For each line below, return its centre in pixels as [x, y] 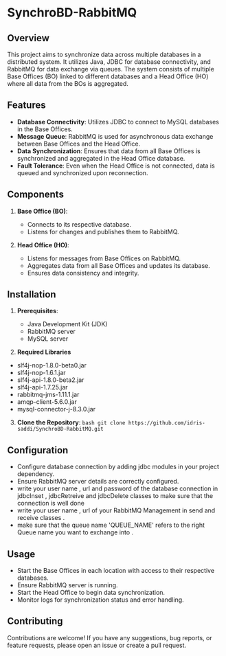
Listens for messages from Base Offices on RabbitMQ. [104, 258]
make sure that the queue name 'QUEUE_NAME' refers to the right [111, 525]
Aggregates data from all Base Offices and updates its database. [119, 265]
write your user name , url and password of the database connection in [117, 488]
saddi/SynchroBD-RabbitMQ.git [60, 429]
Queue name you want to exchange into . [75, 532]
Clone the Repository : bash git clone [71, 422]
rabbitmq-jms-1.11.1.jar [48, 395]
